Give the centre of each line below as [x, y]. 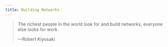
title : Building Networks [32, 10]
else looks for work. [38, 29]
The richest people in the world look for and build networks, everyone [90, 24]
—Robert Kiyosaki [36, 39]
